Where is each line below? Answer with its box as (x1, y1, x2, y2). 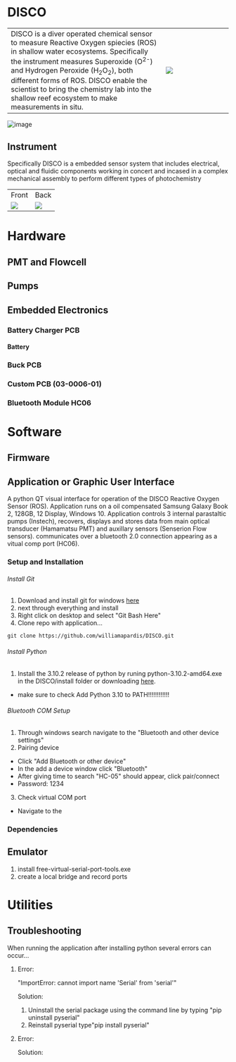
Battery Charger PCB (7, 325, 80, 335)
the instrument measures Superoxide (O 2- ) (11, 55, 153, 67)
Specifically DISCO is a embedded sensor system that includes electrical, (7, 159, 220, 168)
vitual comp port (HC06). (7, 540, 79, 548)
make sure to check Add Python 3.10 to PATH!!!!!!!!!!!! (17, 690, 170, 698)
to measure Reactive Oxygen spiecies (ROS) (11, 37, 157, 47)
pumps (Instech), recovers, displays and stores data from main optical (7, 517, 210, 526)
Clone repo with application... (17, 619, 103, 627)
